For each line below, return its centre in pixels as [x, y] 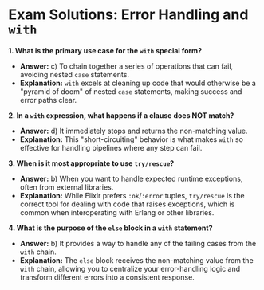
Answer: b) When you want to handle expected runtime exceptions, [131, 178]
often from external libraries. [67, 187]
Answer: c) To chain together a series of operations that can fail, [126, 66]
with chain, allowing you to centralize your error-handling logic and [130, 268]
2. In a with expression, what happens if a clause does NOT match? [121, 115]
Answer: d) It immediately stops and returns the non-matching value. [134, 131]
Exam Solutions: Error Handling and [128, 15]
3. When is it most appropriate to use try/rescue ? [91, 163]
